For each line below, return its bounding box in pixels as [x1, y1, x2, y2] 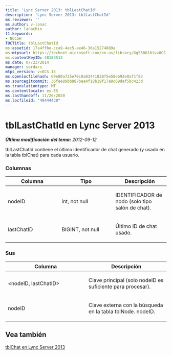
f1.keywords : [5, 31, 33, 36]
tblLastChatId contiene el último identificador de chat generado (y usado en [5, 147, 165, 153]
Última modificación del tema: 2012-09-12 [5, 136, 97, 143]
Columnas [5, 164, 32, 172]
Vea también [5, 330, 47, 339]
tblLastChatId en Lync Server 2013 [5, 120, 155, 131]
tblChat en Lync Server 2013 [5, 344, 66, 350]
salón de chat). [115, 204, 152, 211]
